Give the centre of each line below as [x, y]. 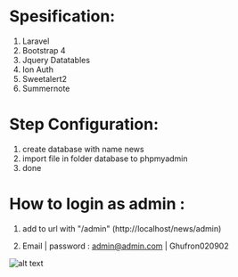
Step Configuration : [84, 124]
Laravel [36, 41]
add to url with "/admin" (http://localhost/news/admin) [122, 228]
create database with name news [83, 149]
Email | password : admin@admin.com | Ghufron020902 [125, 246]
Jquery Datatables [56, 60]
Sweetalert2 [44, 78]
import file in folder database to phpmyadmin [105, 159]
